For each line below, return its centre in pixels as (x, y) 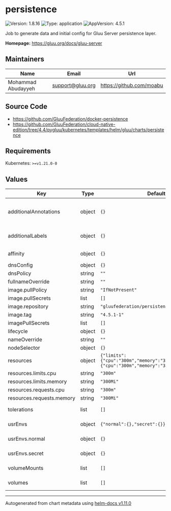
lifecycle (18, 331)
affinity (16, 254)
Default (156, 193)
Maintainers (25, 59)
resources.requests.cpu (36, 390)
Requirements (28, 151)
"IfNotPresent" (119, 290)
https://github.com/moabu (132, 85)
